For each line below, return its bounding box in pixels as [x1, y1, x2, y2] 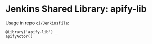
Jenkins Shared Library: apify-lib [5, 3, 147, 15]
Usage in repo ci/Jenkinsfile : [5, 20, 70, 26]
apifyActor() [5, 34, 33, 39]
